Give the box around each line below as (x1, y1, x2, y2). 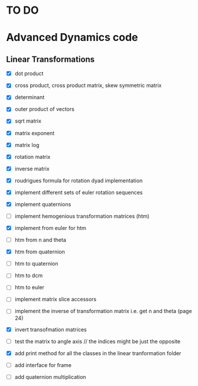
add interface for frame (14, 361, 72, 368)
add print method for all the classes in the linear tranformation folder (14, 349, 181, 356)
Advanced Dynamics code (6, 31, 138, 44)
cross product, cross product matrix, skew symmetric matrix (14, 82, 162, 89)
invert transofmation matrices (14, 326, 87, 333)
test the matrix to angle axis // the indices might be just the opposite (14, 337, 181, 344)
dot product (14, 70, 44, 77)
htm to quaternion (14, 260, 59, 267)
